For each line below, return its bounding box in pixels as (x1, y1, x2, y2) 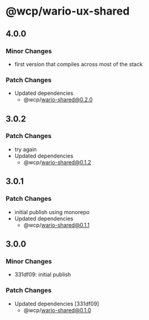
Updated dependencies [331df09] (14, 300, 99, 307)
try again (14, 145, 37, 153)
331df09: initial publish (14, 271, 71, 278)
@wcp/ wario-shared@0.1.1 (23, 221, 90, 229)
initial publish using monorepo (14, 208, 90, 215)
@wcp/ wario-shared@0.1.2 (23, 158, 91, 165)
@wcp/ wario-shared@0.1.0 (23, 306, 91, 314)
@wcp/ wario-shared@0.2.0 (23, 96, 93, 103)
